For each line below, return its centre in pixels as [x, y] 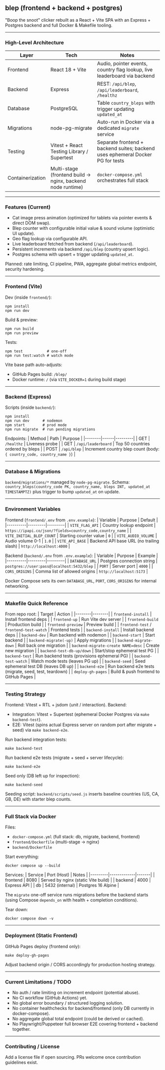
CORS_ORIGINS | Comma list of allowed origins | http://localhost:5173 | [77, 571]
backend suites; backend [126, 149]
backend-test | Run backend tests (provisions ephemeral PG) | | [69, 656]
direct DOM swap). [31, 223]
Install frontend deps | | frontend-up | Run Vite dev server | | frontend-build [82, 619]
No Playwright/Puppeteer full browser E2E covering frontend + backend [85, 1024]
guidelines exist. [22, 1063]
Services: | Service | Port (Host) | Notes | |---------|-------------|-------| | [80, 875]
